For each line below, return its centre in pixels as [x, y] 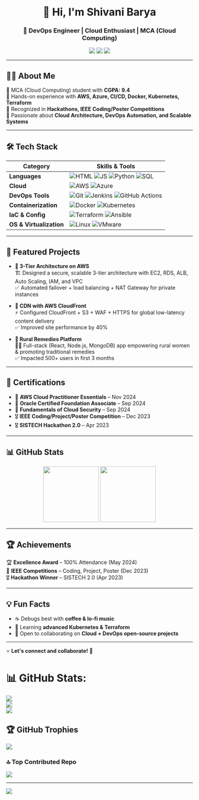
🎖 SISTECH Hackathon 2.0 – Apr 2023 [62, 425]
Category [36, 167]
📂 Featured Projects [43, 252]
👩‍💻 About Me [31, 76]
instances [27, 294]
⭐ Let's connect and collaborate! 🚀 [50, 651]
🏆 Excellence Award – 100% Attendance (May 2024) [72, 562]
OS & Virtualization [36, 225]
